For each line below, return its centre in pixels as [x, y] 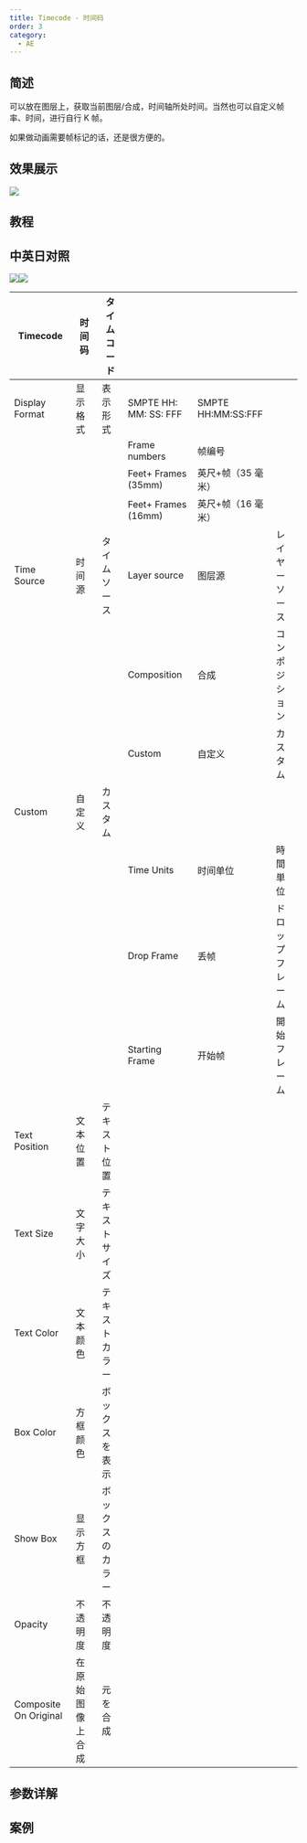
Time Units [151, 870]
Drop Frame [153, 956]
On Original [38, 1716]
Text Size [34, 1233]
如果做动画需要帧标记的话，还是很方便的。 [90, 137]
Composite [37, 1704]
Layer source [156, 575]
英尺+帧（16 [225, 504]
